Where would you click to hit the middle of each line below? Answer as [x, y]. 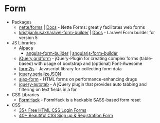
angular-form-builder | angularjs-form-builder [72, 53]
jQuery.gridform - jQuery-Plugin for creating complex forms [79, 58]
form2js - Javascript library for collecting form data [70, 68]
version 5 [28, 38]
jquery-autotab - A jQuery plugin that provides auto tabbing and [83, 84]
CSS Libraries [25, 94]
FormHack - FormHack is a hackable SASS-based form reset [80, 100]
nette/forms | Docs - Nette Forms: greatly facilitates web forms [82, 27]
